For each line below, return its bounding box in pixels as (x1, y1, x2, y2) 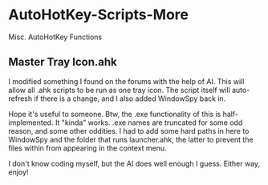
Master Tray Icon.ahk (8, 55, 118, 69)
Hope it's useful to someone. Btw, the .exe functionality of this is (8, 109, 221, 119)
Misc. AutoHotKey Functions (8, 32, 103, 42)
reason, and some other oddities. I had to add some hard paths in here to (8, 126, 250, 135)
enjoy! (8, 167, 29, 177)
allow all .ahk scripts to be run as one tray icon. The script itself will (8, 85, 230, 95)
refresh (8, 94, 33, 103)
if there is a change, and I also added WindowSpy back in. (34, 94, 226, 103)
